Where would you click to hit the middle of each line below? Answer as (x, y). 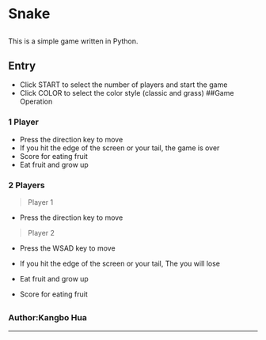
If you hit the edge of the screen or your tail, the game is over (120, 148)
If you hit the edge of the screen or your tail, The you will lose (120, 263)
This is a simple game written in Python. (73, 41)
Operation (36, 102)
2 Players (27, 185)
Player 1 (40, 202)
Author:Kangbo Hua (47, 318)
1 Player (24, 122)
